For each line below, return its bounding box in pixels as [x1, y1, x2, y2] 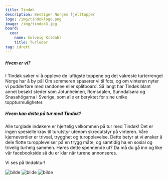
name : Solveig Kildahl [14, 35, 62, 40]
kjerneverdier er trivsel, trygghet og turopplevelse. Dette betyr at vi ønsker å [5, 133, 162, 140]
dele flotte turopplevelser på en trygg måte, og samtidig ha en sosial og [5, 139, 153, 145]
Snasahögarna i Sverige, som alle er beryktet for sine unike [5, 93, 127, 100]
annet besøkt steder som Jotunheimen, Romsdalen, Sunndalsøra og [5, 88, 145, 94]
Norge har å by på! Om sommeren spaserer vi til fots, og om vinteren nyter [5, 78, 159, 84]
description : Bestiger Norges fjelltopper [5, 12, 95, 17]
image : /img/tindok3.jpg [5, 21, 57, 26]
